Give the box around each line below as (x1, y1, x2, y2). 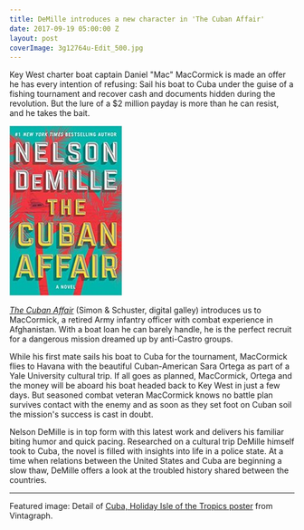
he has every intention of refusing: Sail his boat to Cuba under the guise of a (9, 79, 294, 90)
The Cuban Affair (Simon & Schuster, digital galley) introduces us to (9, 304, 262, 316)
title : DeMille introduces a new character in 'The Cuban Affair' (9, 14, 265, 24)
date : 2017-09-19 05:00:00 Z (9, 24, 119, 34)
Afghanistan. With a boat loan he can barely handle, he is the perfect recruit (9, 324, 292, 335)
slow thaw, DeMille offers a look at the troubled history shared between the (9, 465, 290, 476)
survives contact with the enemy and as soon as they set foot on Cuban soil (9, 400, 292, 410)
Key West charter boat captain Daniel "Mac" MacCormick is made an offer (9, 69, 287, 81)
